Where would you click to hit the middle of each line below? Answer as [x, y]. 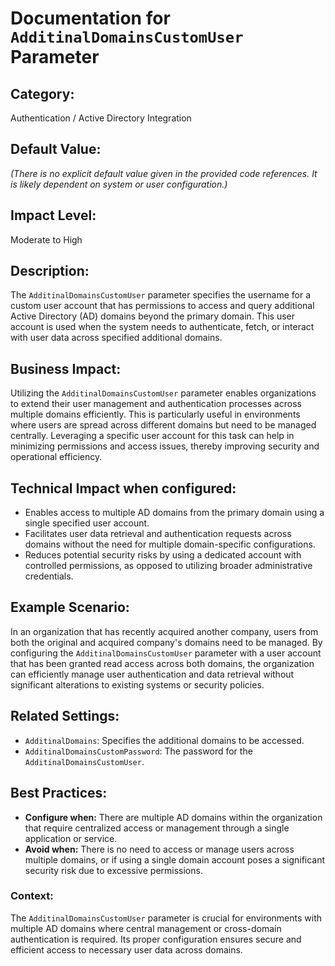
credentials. [49, 576]
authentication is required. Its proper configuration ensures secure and [156, 939]
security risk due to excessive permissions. [113, 870]
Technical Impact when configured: [123, 488]
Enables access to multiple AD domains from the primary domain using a [174, 513]
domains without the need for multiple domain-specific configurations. [170, 544]
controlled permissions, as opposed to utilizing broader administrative [168, 566]
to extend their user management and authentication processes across [156, 404]
